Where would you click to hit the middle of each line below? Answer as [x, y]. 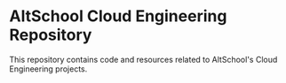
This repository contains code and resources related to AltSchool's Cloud [143, 59]
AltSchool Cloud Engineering [118, 16]
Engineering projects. [48, 69]
